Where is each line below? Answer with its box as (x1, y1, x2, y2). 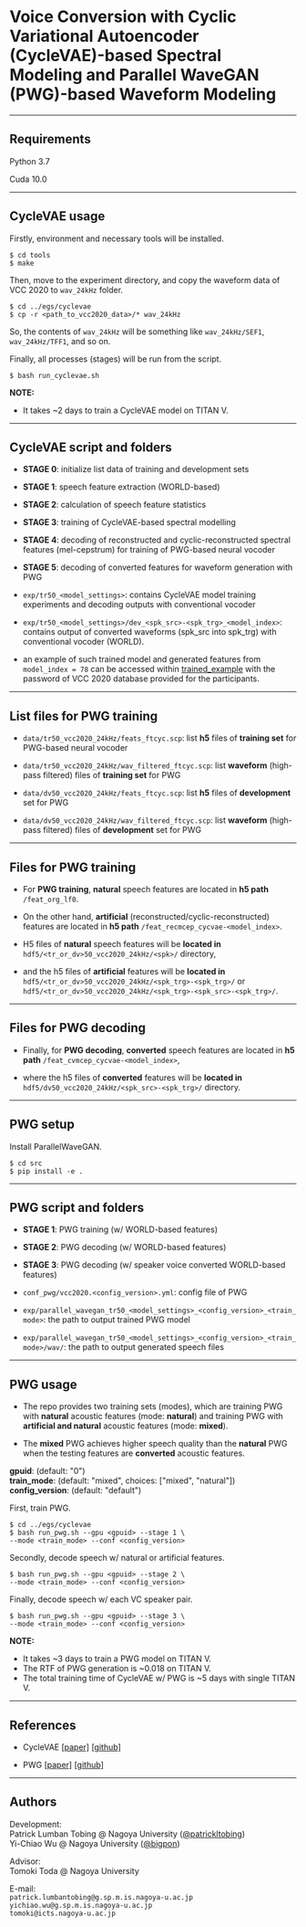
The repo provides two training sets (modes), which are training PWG (22, 1401, 283, 1412)
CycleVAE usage (9, 208, 106, 225)
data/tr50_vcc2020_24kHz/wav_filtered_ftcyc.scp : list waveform (22, 760, 268, 771)
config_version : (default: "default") (9, 1485, 142, 1496)
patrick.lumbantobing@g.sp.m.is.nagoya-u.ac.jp (9, 1892, 194, 1901)
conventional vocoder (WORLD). (22, 637, 145, 648)
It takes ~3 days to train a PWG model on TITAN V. (22, 1653, 212, 1664)
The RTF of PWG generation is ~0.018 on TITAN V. (22, 1663, 211, 1674)
